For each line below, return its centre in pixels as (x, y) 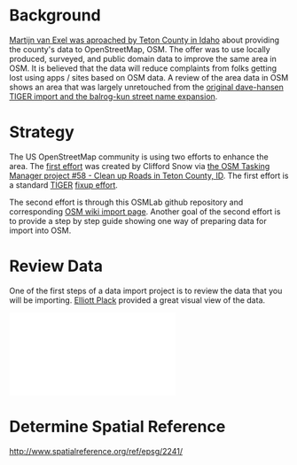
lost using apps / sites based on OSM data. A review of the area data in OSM (149, 77)
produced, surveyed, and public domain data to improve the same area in (143, 58)
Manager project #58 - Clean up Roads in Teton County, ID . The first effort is (149, 175)
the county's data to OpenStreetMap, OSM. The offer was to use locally (140, 49)
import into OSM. (40, 230)
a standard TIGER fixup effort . (63, 185)
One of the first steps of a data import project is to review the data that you (146, 291)
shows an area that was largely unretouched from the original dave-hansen (146, 87)
